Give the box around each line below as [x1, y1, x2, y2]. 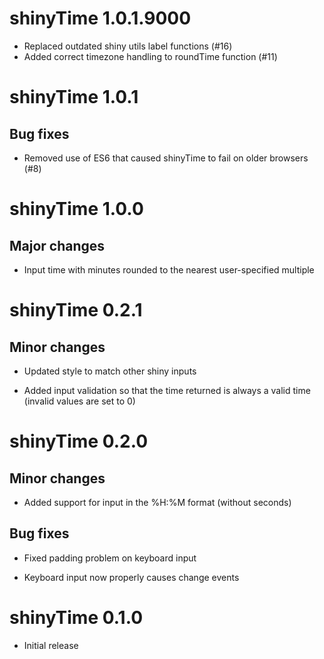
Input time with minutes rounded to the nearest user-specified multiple [23, 263, 315, 276]
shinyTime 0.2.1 [9, 299, 143, 322]
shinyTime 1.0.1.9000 [9, 7, 192, 30]
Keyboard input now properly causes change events [23, 571, 240, 583]
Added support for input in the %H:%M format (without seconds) [23, 496, 292, 508]
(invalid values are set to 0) [23, 395, 136, 407]
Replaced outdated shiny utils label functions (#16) [23, 40, 233, 52]
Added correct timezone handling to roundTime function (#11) [23, 50, 278, 62]
